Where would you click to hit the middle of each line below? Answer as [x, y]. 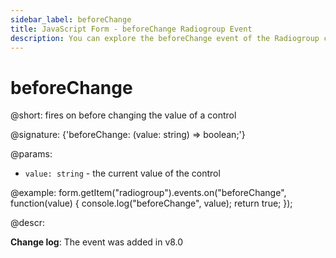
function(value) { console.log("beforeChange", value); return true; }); [151, 203]
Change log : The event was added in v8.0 [97, 242]
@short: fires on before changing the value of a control [123, 115]
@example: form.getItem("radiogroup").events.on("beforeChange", [148, 193]
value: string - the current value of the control [122, 173]
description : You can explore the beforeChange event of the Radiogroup [165, 38]
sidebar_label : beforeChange [71, 19]
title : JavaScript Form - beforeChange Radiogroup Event [131, 29]
